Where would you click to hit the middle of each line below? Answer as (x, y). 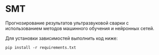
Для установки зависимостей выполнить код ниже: (62, 38)
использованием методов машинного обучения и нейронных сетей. (80, 28)
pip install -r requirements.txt (41, 47)
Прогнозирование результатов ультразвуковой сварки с (67, 23)
